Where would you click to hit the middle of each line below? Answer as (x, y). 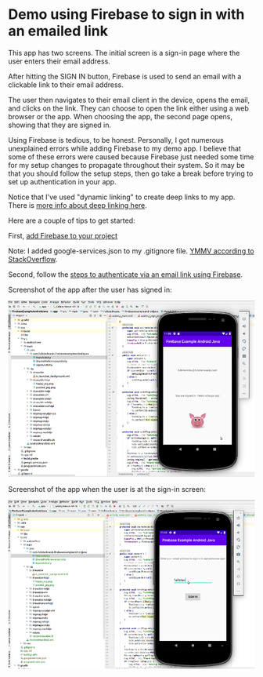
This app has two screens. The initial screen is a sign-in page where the (124, 53)
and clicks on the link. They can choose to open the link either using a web (128, 108)
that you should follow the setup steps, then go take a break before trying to (131, 173)
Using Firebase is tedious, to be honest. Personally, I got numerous (116, 140)
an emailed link (58, 31)
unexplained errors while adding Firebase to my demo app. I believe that (124, 148)
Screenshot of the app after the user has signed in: (90, 289)
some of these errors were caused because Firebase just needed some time (131, 157)
